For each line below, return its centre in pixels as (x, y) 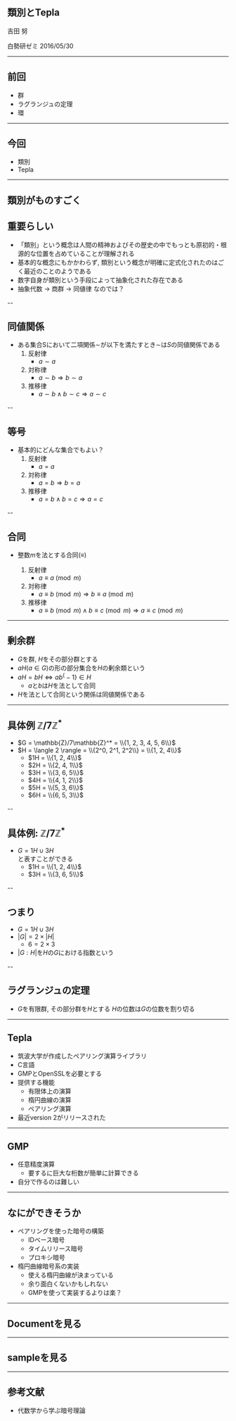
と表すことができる (45, 859)
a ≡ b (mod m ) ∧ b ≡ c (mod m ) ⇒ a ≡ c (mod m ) (111, 610)
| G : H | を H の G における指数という (66, 952)
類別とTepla (34, 13)
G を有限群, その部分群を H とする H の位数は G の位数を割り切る (106, 1009)
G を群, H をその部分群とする (58, 659)
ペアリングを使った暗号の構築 (60, 1231)
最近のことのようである (58, 271)
